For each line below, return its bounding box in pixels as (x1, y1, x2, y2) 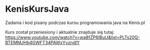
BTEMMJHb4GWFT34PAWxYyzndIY (5, 39, 80, 45)
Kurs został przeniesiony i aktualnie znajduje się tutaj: (5, 29, 115, 35)
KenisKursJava (5, 3, 70, 15)
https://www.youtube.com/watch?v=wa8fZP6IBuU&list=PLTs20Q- (5, 34, 140, 40)
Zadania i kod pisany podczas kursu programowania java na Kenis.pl (5, 20, 146, 25)
